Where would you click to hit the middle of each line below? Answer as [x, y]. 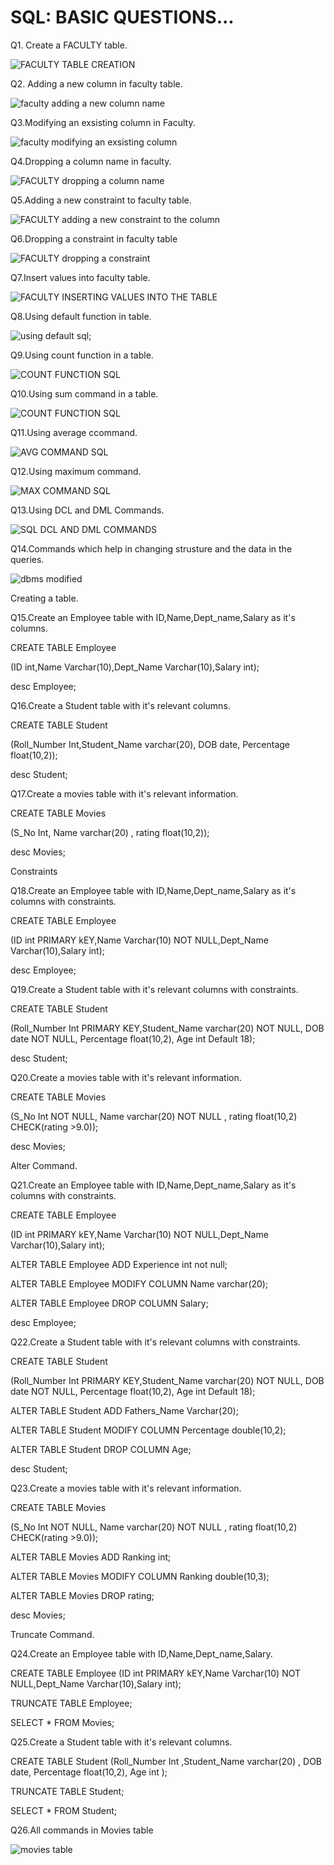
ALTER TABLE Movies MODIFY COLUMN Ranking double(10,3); [140, 1576]
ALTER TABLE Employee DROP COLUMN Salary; [109, 1303]
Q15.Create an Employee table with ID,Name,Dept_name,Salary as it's [153, 617]
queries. [27, 559]
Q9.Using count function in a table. [82, 355]
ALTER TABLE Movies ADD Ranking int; [91, 1557]
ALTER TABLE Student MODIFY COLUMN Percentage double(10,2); [148, 1430]
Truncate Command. [52, 1634]
